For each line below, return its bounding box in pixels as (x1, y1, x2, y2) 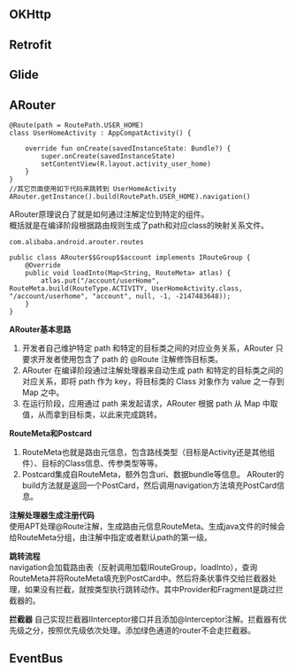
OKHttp (9, 7, 51, 22)
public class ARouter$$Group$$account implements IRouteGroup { (9, 252, 251, 262)
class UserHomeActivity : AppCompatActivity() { (9, 128, 192, 137)
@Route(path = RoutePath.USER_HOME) (9, 120, 144, 129)
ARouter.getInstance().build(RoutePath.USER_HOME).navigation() (9, 192, 251, 201)
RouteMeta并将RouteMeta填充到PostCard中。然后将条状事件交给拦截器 (9, 573, 269, 583)
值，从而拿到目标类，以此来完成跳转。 (21, 409, 162, 420)
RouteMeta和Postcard (9, 428, 93, 438)
